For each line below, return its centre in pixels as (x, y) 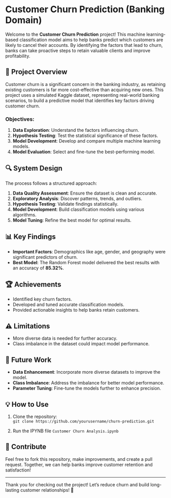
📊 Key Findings (31, 237)
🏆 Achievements (33, 284)
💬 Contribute (26, 447)
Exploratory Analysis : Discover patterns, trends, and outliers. (77, 198)
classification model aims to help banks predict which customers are (91, 40)
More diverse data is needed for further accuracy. (65, 338)
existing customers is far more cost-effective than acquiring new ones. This (84, 90)
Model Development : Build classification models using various (78, 209)
